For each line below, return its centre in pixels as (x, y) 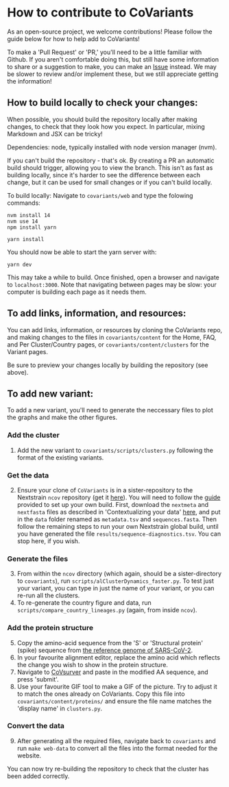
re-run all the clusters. (48, 596)
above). (18, 372)
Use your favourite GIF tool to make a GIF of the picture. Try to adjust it (117, 686)
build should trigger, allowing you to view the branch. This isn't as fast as (110, 167)
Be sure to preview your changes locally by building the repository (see (108, 365)
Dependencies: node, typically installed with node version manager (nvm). (112, 147)
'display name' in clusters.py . (60, 708)
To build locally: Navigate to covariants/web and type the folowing (100, 195)
